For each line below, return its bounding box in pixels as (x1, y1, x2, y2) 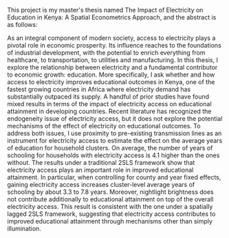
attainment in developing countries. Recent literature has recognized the (7, 107, 212, 115)
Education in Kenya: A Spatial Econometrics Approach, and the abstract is (7, 13, 217, 21)
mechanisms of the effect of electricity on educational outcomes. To (7, 122, 201, 130)
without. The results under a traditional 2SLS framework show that (7, 159, 195, 166)
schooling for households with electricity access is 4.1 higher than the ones (7, 151, 220, 159)
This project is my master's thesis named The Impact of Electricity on (7, 6, 204, 14)
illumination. (7, 224, 41, 232)
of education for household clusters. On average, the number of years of (7, 144, 213, 152)
